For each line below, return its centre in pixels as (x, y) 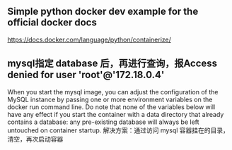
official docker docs (52, 23)
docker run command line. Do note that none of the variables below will (111, 107)
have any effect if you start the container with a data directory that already (116, 114)
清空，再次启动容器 (35, 139)
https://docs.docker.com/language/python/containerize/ (89, 39)
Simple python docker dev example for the (103, 12)
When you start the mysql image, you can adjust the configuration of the (113, 92)
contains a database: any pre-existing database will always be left (103, 122)
